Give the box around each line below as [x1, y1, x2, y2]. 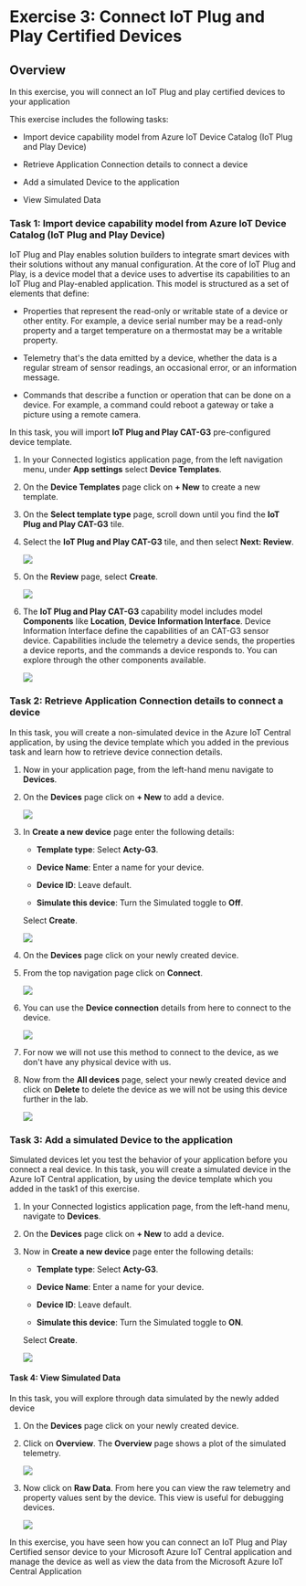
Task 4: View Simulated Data [9, 1372, 121, 1383]
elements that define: [9, 288, 90, 299]
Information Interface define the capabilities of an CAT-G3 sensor [22, 626, 269, 637]
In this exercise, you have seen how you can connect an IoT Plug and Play [9, 1537, 288, 1548]
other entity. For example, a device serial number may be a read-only [22, 315, 283, 326]
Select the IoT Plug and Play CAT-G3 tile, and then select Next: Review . [22, 536, 294, 547]
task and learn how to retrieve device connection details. [9, 746, 224, 757]
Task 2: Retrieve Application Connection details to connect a [9, 694, 284, 707]
